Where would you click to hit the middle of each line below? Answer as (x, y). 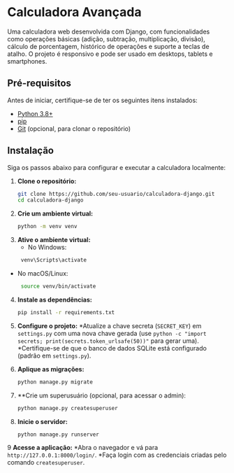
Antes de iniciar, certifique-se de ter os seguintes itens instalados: (102, 100)
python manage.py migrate (55, 382)
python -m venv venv (47, 227)
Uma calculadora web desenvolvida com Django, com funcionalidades (109, 31)
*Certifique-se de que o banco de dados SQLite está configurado (112, 348)
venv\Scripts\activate (54, 260)
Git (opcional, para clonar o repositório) (74, 128)
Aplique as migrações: (51, 369)
